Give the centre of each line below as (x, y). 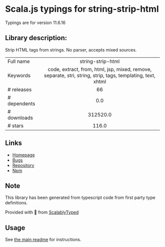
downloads (20, 118)
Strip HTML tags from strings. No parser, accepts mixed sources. (71, 49)
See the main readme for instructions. (43, 240)
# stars (15, 125)
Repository (23, 165)
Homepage (24, 155)
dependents (21, 103)
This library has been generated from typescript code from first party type (80, 198)
